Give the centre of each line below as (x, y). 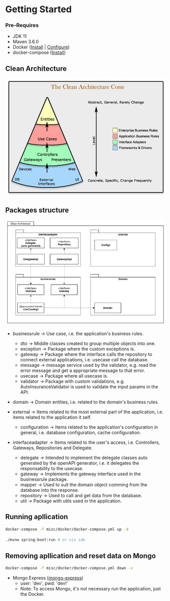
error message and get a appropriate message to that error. (82, 370)
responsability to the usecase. (52, 468)
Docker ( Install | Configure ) (41, 47)
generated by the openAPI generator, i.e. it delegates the (80, 463)
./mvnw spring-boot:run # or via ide (45, 540)
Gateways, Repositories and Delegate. (53, 448)
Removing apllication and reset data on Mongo (81, 556)
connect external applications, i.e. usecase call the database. (84, 359)
